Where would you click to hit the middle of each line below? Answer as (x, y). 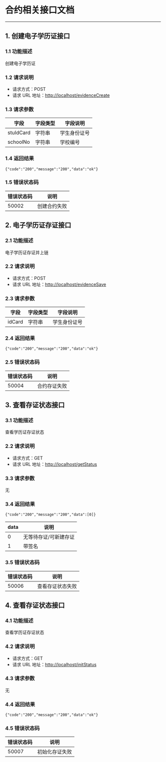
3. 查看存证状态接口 (35, 405)
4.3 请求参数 (20, 679)
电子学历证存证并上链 (27, 252)
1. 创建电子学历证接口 (38, 36)
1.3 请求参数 (20, 109)
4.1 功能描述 (19, 621)
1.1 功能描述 (19, 52)
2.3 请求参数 (20, 298)
